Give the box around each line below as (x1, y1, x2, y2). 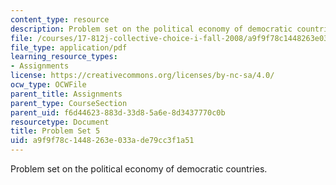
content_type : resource (10, 14, 110, 25)
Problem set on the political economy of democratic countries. (10, 163, 268, 175)
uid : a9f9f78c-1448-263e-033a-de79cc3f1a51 (10, 136, 195, 146)
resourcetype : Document (10, 117, 110, 127)
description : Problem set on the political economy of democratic (10, 24, 293, 34)
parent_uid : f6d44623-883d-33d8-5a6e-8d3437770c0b (10, 107, 226, 118)
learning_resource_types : (10, 52, 118, 62)
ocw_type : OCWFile (10, 80, 87, 90)
